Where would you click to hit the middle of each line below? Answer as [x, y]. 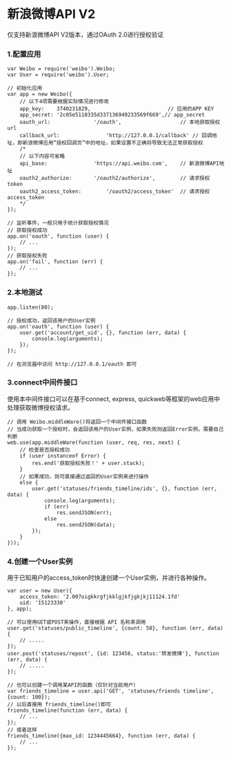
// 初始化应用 [25, 88]
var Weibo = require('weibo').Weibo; [61, 69]
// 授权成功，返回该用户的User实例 [51, 320]
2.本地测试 [25, 292]
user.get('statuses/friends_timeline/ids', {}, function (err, [124, 489]
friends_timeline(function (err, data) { [68, 710]
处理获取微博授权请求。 [40, 407]
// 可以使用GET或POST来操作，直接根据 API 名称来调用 [77, 622]
